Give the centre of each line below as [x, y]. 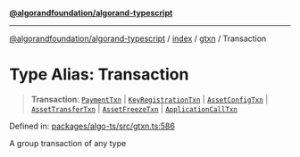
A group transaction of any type [68, 143]
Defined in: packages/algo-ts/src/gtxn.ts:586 [92, 126]
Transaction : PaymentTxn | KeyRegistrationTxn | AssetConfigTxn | [150, 99]
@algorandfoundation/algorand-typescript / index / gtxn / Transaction [138, 38]
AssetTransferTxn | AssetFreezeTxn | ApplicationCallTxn [134, 108]
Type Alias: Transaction [99, 74]
